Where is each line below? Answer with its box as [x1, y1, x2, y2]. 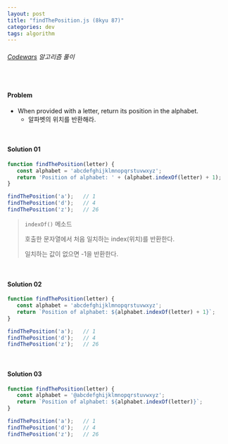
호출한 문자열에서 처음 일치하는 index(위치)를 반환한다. [24, 234, 175, 243]
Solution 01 [7, 145, 41, 153]
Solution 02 [7, 279, 42, 288]
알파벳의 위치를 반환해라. [27, 115, 96, 123]
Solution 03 [7, 369, 42, 378]
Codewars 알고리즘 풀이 [7, 52, 75, 61]
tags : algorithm [7, 30, 55, 37]
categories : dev [7, 23, 55, 30]
